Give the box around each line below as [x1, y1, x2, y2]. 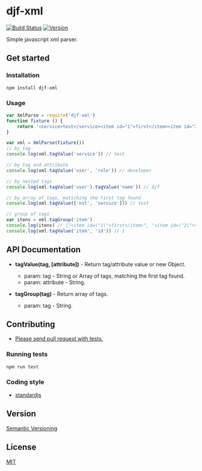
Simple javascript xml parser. [6, 35, 78, 43]
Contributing [6, 320, 55, 329]
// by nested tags [6, 178, 52, 184]
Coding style [6, 377, 44, 386]
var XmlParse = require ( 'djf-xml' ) [6, 112, 96, 118]
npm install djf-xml [6, 85, 58, 91]
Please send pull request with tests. [14, 335, 103, 342]
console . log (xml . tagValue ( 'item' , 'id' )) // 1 [6, 228, 125, 234]
